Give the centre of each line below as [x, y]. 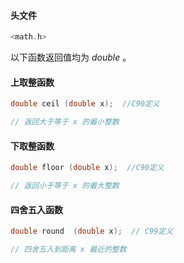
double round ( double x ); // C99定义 [92, 231]
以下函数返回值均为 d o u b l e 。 [71, 57]
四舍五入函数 [36, 209]
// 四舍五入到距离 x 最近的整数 [68, 250]
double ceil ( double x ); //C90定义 [85, 104]
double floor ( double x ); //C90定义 [87, 168]
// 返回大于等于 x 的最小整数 [65, 122]
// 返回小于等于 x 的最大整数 [65, 186]
